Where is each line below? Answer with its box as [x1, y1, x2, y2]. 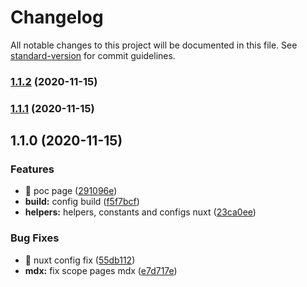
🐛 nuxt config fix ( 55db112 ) [24, 254, 136, 266]
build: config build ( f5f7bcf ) [24, 196, 140, 208]
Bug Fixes [10, 231, 60, 245]
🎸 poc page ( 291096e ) [24, 185, 118, 197]
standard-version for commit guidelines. [10, 49, 176, 61]
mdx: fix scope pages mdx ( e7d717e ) [24, 264, 178, 276]
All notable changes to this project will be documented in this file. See [10, 39, 298, 51]
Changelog [10, 6, 104, 29]
